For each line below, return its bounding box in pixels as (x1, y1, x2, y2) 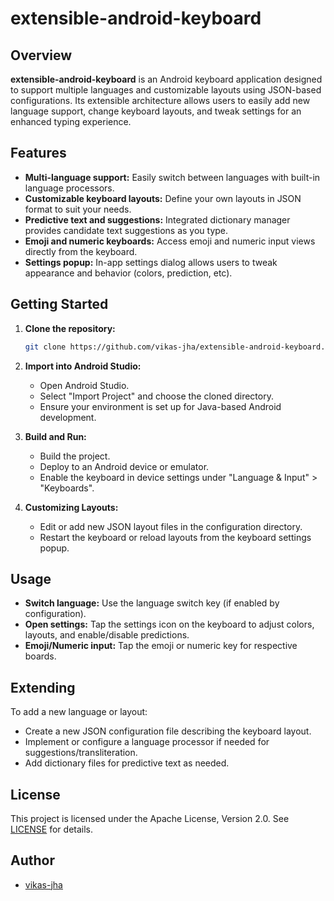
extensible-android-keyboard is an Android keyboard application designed (10, 73, 323, 85)
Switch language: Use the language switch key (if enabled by (24, 597, 280, 609)
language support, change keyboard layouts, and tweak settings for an (10, 105, 302, 117)
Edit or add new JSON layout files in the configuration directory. (39, 520, 303, 532)
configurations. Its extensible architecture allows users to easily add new (10, 95, 311, 106)
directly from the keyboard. (24, 245, 138, 257)
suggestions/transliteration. (24, 747, 138, 759)
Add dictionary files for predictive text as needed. (24, 757, 230, 769)
